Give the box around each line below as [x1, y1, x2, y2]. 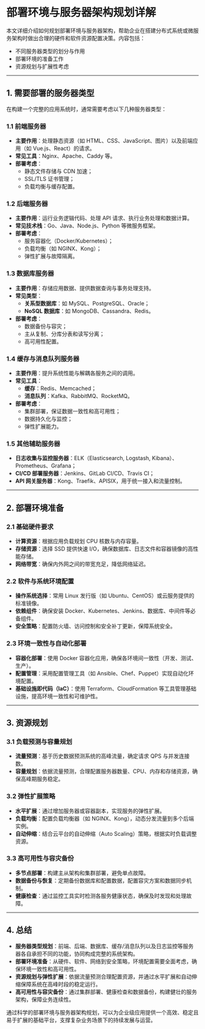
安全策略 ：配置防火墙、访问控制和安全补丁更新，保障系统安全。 [15, 622, 176, 630]
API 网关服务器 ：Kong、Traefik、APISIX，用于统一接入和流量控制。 [15, 477, 186, 485]
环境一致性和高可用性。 [20, 965, 80, 972]
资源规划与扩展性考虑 [15, 62, 69, 70]
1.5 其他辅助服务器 [6, 440, 60, 448]
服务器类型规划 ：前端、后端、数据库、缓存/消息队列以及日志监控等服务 [15, 942, 194, 950]
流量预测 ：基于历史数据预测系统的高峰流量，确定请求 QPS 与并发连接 [15, 752, 190, 760]
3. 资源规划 [6, 717, 48, 728]
